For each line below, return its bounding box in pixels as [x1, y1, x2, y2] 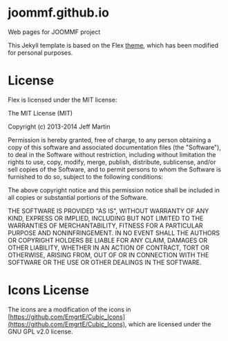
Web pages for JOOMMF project [8, 28, 101, 36]
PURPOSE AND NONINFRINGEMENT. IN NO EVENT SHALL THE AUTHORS [8, 228, 220, 237]
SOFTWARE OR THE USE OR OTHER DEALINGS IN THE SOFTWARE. [8, 258, 202, 266]
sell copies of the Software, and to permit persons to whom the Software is [8, 165, 222, 174]
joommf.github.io [8, 5, 110, 21]
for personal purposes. [8, 48, 73, 57]
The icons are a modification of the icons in [8, 305, 131, 313]
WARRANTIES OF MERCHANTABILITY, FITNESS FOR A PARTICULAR [8, 221, 203, 230]
